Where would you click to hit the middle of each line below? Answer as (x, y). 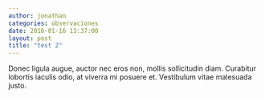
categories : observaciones (53, 23)
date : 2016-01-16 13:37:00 (53, 31)
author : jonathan (37, 16)
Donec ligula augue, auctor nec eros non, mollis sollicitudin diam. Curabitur (132, 68)
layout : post (30, 38)
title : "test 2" (35, 46)
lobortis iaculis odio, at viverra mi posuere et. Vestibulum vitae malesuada (130, 77)
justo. (17, 86)
